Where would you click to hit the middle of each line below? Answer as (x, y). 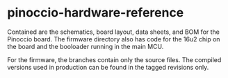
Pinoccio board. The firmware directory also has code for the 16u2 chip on (114, 39)
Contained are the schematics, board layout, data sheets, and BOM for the (114, 32)
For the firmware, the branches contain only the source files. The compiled (114, 59)
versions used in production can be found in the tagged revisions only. (108, 67)
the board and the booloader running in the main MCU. (85, 46)
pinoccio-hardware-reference (96, 13)
